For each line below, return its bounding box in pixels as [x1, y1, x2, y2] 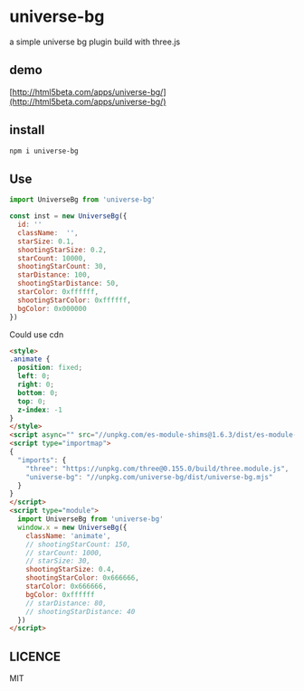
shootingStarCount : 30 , [17, 262, 107, 271]
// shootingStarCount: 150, [25, 540, 131, 549]
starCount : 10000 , [17, 253, 88, 263]
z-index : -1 [17, 405, 63, 414]
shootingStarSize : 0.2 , [17, 245, 107, 254]
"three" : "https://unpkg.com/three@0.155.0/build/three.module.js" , [25, 464, 290, 473]
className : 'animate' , [25, 531, 111, 540]
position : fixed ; [17, 364, 83, 373]
